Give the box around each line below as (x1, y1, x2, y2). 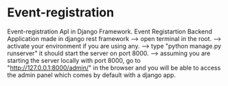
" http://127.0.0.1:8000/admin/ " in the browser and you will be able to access (7, 63, 221, 72)
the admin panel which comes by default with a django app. (7, 70, 176, 79)
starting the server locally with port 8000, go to (7, 56, 141, 64)
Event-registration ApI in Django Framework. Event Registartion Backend (7, 27, 213, 35)
